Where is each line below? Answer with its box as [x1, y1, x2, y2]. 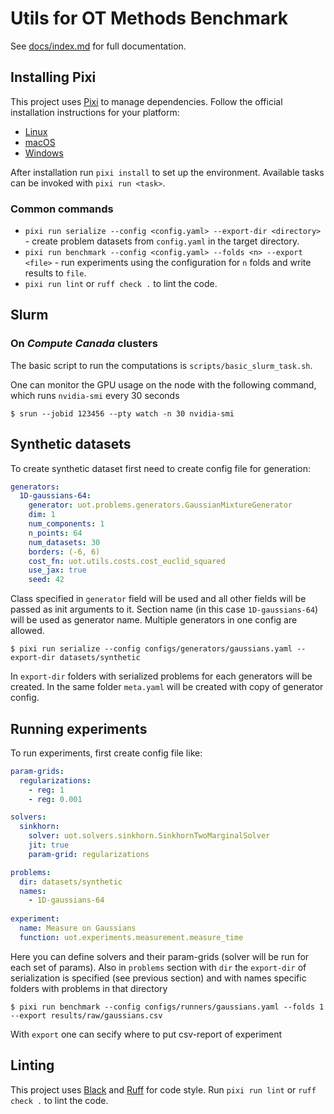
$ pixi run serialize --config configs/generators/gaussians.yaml [10, 644, 293, 654]
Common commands [10, 202, 114, 216]
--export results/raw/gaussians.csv [10, 1010, 163, 1021]
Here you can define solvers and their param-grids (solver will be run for [10, 950, 310, 962]
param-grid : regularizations [28, 849, 150, 859]
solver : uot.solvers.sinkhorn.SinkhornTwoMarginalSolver [28, 831, 271, 841]
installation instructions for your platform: [10, 106, 180, 118]
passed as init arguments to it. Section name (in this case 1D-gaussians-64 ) [10, 603, 319, 616]
